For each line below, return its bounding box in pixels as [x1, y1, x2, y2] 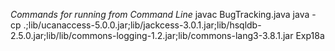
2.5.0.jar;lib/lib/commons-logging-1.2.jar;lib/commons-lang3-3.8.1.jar [10, 30, 294, 41]
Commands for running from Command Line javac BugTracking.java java [10, 9, 310, 20]
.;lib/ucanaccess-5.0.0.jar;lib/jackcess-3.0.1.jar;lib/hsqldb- [23, 19, 262, 31]
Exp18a [295, 30, 325, 41]
